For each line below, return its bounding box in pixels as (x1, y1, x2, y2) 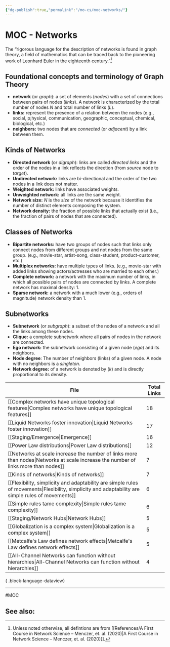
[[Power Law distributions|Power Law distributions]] (8, 442, 132, 449)
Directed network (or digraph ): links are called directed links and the (12, 159, 156, 165)
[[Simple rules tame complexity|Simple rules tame (8, 500, 126, 507)
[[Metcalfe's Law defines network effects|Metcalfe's (8, 538, 133, 545)
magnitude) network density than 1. (12, 295, 87, 301)
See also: (5, 607, 35, 616)
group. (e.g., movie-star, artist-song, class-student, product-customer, (12, 252, 160, 258)
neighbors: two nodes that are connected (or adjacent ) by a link (12, 126, 147, 132)
